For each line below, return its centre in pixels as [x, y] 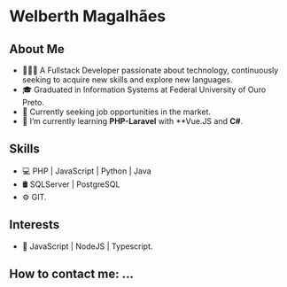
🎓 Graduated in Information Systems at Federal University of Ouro [144, 89]
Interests [35, 225]
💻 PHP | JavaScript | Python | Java [87, 171]
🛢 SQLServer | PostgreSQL [71, 184]
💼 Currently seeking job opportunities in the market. [116, 112]
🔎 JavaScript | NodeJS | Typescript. [87, 246]
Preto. [33, 102]
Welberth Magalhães [88, 16]
